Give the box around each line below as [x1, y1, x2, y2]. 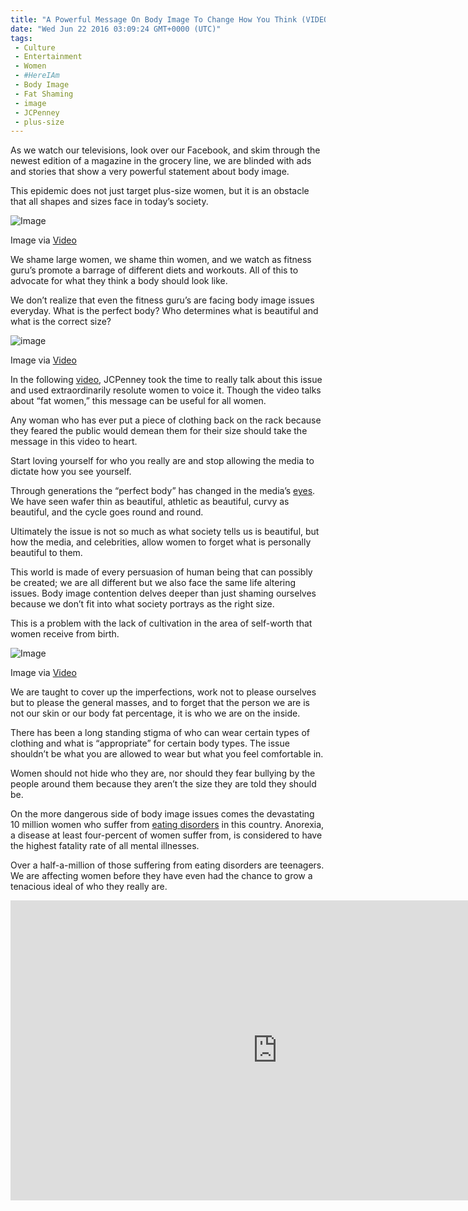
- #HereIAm [14, 71, 60, 81]
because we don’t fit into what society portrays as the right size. [10, 598, 275, 610]
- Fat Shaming [14, 89, 74, 99]
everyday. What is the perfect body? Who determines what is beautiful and [10, 305, 319, 317]
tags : [10, 33, 33, 43]
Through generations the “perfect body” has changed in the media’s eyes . [10, 485, 316, 497]
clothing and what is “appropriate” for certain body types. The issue [10, 737, 290, 750]
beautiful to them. [10, 547, 83, 559]
